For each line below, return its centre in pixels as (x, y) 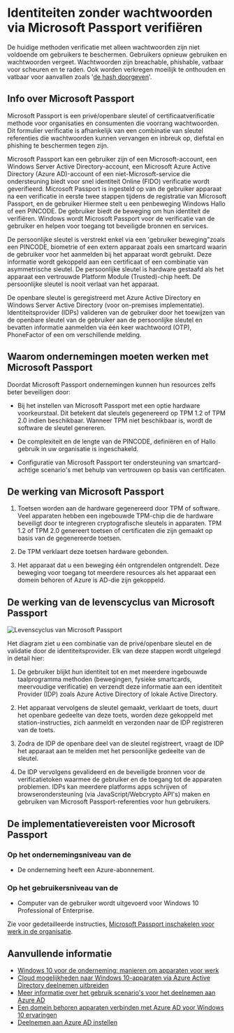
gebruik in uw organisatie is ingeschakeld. (78, 448)
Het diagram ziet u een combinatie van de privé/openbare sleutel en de (110, 643)
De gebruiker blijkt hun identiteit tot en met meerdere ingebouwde (112, 672)
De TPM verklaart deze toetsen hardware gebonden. (93, 552)
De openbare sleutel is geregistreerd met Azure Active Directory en (104, 297)
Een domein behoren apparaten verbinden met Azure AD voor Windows (120, 1007)
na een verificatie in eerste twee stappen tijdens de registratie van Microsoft (117, 196)
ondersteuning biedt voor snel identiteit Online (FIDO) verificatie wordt (108, 181)
